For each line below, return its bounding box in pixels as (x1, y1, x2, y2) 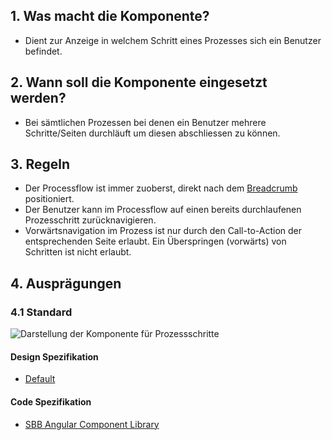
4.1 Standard (10, 305, 73, 319)
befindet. (24, 45, 63, 57)
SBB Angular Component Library (24, 418, 160, 430)
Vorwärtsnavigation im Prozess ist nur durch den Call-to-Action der (24, 225, 302, 237)
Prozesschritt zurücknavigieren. (24, 214, 157, 226)
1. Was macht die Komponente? (10, 8, 210, 25)
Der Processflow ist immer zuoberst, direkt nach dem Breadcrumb (24, 182, 298, 194)
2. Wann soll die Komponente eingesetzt (10, 74, 268, 91)
